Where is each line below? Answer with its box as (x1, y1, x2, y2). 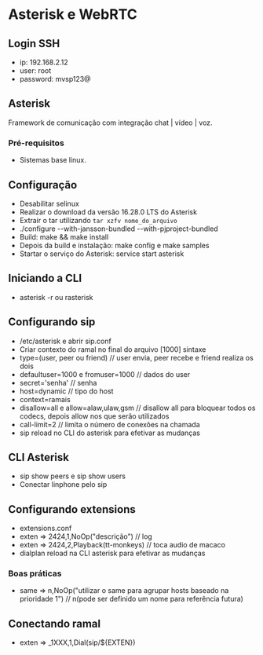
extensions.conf (19, 524, 72, 533)
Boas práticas (8, 568, 62, 579)
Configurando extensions (8, 503, 136, 516)
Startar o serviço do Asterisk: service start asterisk (19, 249, 184, 258)
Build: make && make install (19, 232, 109, 241)
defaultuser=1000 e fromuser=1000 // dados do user (19, 369, 191, 379)
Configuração (8, 178, 78, 192)
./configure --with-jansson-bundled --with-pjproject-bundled (19, 224, 218, 233)
